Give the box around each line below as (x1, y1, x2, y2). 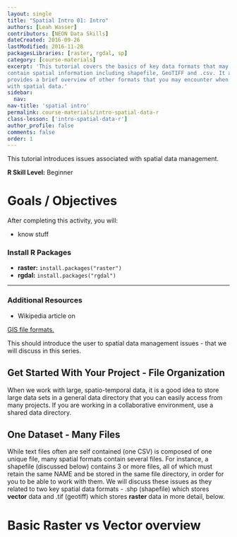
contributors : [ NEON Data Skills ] (7, 30, 109, 37)
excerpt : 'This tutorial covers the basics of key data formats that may (7, 63, 229, 70)
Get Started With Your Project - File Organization (7, 367, 226, 379)
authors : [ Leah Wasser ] (7, 23, 78, 30)
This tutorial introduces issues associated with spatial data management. (7, 155, 219, 163)
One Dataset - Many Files (7, 428, 121, 440)
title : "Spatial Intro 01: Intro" (7, 17, 109, 24)
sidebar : (7, 89, 33, 96)
